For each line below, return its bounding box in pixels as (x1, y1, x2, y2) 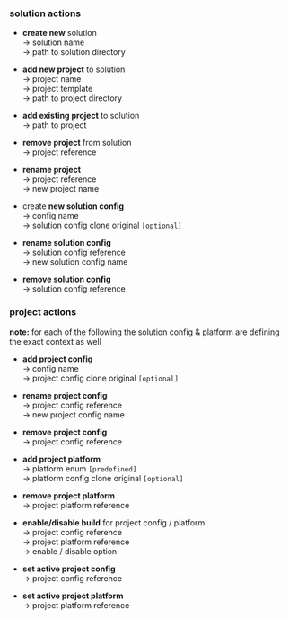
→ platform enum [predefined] (22, 462, 137, 474)
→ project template (22, 84, 93, 94)
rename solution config (22, 238, 112, 248)
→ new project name (22, 184, 100, 194)
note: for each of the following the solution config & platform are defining (9, 327, 280, 337)
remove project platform (22, 489, 115, 501)
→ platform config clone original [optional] (22, 472, 184, 483)
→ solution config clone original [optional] (22, 220, 182, 231)
